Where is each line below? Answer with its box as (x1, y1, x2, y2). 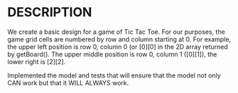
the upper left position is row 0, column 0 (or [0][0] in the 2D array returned (7, 42, 229, 51)
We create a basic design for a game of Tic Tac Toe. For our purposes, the (7, 27, 225, 36)
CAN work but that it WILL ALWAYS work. (7, 78, 129, 87)
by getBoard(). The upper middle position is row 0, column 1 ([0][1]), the (7, 50, 217, 58)
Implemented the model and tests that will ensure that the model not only (7, 71, 222, 80)
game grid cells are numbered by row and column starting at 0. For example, (7, 35, 232, 43)
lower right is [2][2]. (7, 57, 66, 66)
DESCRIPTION (7, 4, 92, 20)
